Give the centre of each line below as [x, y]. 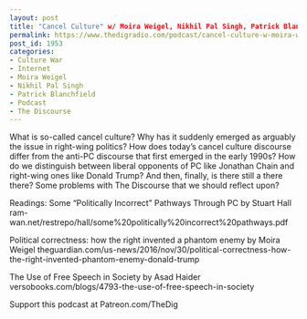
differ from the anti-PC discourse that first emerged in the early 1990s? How [153, 157]
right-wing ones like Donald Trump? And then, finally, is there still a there [146, 176]
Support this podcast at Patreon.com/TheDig [94, 304]
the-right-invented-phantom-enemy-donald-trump [105, 260]
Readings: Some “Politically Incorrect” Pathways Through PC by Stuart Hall [151, 203]
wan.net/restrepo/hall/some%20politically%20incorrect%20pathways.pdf [149, 222]
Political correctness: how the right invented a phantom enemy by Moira [145, 240]
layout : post [34, 18]
